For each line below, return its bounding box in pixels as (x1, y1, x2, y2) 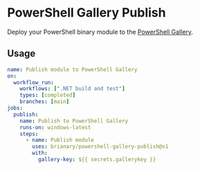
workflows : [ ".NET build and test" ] (19, 85, 126, 93)
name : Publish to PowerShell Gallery (19, 117, 129, 124)
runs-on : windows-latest (19, 124, 91, 131)
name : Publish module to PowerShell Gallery (7, 66, 138, 73)
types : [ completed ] (19, 92, 76, 99)
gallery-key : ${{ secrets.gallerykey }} (37, 156, 156, 163)
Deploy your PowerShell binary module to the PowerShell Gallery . (7, 28, 194, 36)
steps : (19, 130, 39, 138)
